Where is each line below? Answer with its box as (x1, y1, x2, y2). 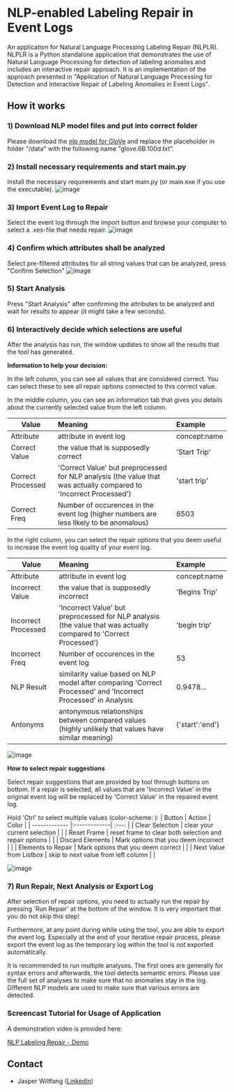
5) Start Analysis (7, 284, 65, 294)
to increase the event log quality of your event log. (7, 543, 152, 552)
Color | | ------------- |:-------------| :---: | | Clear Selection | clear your (7, 821, 214, 830)
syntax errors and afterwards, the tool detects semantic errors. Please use (7, 968, 221, 978)
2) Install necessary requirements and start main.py (7, 162, 187, 172)
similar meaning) (58, 733, 114, 742)
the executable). (7, 185, 54, 193)
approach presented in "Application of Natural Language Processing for (7, 72, 213, 81)
